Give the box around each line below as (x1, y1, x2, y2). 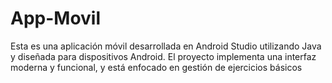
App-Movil (10, 7, 102, 30)
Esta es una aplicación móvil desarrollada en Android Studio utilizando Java (10, 40, 322, 52)
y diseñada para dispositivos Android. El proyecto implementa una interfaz (10, 50, 317, 62)
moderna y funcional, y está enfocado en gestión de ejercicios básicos (10, 61, 303, 73)
